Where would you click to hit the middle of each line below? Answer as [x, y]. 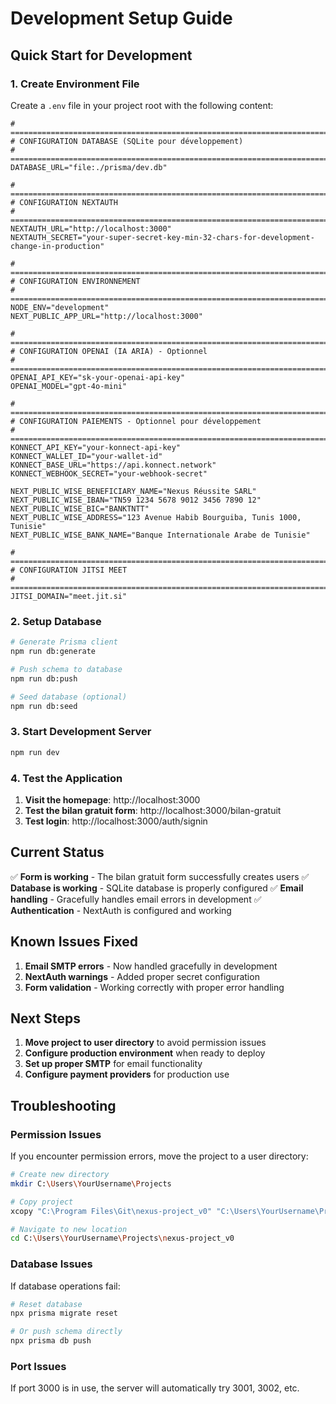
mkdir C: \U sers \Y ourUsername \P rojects [91, 1183]
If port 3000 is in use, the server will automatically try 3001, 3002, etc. [155, 1388]
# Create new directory [60, 1175]
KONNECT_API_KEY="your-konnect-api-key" [96, 447]
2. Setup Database [56, 621]
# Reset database [46, 1304]
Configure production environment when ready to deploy [145, 1053]
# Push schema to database [66, 669]
